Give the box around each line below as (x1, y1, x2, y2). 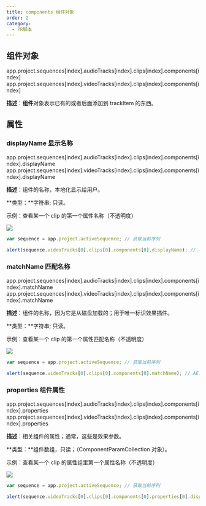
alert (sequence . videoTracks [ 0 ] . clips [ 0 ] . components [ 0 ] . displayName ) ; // (6, 247, 196, 253)
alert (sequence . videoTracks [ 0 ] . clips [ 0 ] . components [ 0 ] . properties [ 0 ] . (6, 493, 191, 500)
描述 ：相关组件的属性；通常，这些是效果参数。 (6, 432, 124, 440)
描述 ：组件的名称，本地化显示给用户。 (6, 186, 103, 193)
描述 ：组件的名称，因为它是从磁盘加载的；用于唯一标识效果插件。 (6, 309, 173, 317)
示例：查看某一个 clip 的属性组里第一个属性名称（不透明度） (6, 459, 158, 466)
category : (6, 20, 32, 26)
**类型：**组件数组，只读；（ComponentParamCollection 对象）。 (6, 445, 170, 453)
